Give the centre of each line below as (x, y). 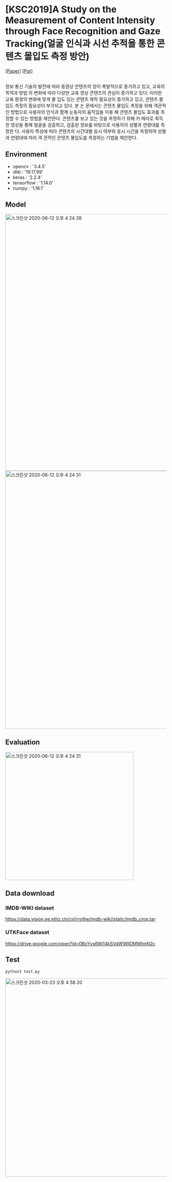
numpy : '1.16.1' (28, 189)
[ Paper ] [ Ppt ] (19, 71)
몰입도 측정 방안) (57, 57)
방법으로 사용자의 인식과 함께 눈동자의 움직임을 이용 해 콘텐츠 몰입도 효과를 (85, 112)
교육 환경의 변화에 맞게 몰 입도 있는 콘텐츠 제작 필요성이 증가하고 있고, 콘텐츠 (82, 99)
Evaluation (23, 742)
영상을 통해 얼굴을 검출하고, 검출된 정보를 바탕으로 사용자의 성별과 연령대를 (85, 125)
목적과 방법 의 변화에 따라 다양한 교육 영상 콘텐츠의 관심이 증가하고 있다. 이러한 (84, 93)
